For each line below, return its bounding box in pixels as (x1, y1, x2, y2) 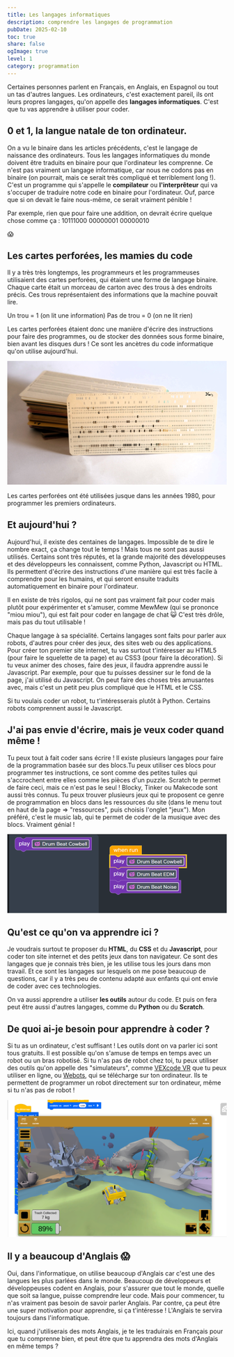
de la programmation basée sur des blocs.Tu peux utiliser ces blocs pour (7, 761, 217, 769)
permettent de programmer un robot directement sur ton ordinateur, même (7, 1078, 221, 1087)
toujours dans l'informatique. (7, 1313, 90, 1321)
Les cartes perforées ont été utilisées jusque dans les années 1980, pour (7, 491, 216, 499)
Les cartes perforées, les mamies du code (7, 249, 193, 261)
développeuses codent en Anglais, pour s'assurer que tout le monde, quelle (7, 1284, 225, 1292)
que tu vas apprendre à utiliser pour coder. (7, 104, 130, 113)
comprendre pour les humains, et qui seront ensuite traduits (7, 575, 179, 583)
